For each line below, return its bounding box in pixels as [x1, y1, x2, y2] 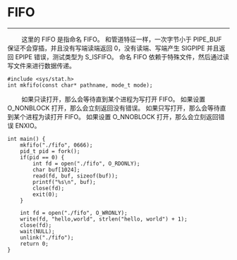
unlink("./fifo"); [20, 234, 74, 241]
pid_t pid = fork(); [20, 147, 80, 155]
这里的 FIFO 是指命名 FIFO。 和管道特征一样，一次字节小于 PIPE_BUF [20, 35, 222, 43]
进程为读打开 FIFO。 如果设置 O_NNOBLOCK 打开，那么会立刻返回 [25, 112, 219, 120]
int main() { [7, 135, 46, 142]
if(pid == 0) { [20, 154, 65, 161]
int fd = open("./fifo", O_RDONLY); [32, 160, 140, 167]
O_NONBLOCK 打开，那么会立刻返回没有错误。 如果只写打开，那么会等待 [7, 104, 220, 112]
